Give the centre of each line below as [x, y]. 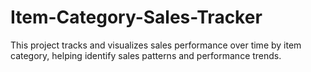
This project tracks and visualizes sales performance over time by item [156, 45]
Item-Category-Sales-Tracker [136, 17]
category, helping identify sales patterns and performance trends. [146, 55]
